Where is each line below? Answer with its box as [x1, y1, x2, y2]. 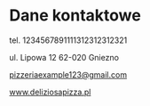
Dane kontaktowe [9, 5, 142, 26]
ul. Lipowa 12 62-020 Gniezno [9, 52, 120, 62]
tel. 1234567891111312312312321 [9, 35, 128, 45]
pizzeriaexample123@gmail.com [9, 69, 127, 80]
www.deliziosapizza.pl [9, 86, 91, 97]
